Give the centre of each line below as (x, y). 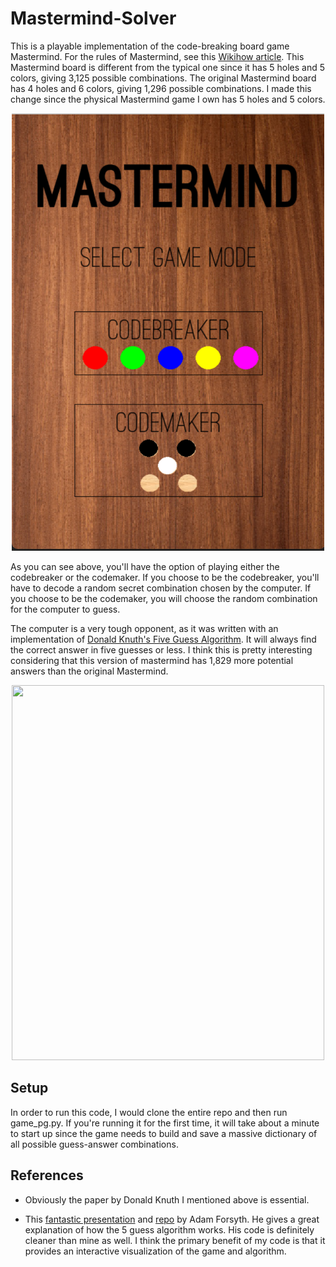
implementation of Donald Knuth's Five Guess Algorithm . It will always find (163, 639)
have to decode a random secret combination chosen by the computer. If (161, 588)
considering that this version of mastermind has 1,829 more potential (152, 660)
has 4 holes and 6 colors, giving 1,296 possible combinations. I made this (161, 88)
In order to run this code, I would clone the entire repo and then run (149, 1112)
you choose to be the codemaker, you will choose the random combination (164, 598)
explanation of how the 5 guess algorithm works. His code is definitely (169, 1229)
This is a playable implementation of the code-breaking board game (150, 46)
